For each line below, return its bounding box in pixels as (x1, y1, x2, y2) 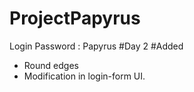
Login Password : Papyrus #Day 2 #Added (9, 40, 184, 52)
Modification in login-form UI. (23, 70, 146, 82)
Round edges (23, 59, 79, 71)
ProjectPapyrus (9, 7, 141, 30)
